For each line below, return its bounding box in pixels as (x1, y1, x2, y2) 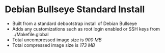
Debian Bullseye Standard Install (5, 4, 145, 15)
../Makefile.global (12, 31, 49, 37)
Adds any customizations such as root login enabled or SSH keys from (12, 25, 160, 32)
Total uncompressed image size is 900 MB (12, 37, 102, 43)
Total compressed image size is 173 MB (12, 42, 95, 48)
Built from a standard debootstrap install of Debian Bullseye (12, 20, 137, 26)
